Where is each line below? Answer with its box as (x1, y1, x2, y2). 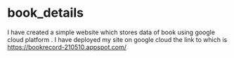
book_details (7, 5, 84, 21)
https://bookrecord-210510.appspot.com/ (7, 43, 126, 51)
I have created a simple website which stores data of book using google (7, 28, 216, 36)
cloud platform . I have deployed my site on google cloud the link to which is (7, 35, 228, 43)
